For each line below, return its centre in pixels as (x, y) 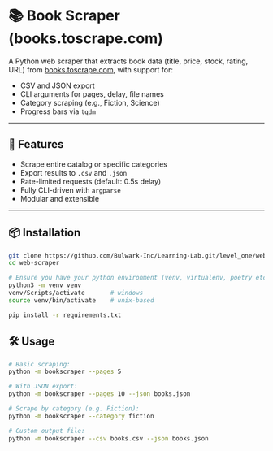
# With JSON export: (43, 387)
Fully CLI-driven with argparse (71, 190)
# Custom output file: (47, 431)
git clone (25, 256)
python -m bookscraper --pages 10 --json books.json (100, 394)
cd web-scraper (34, 263)
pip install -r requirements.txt (65, 315)
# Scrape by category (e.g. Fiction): (74, 409)
